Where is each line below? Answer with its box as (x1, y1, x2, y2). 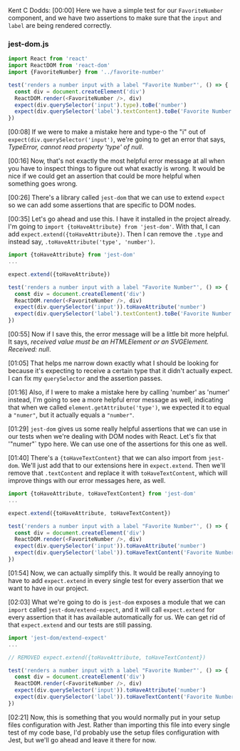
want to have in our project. (8, 584, 89, 592)
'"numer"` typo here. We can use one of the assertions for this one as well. (8, 439, 227, 449)
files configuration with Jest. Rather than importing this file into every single (8, 720, 231, 729)
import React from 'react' (8, 55, 88, 63)
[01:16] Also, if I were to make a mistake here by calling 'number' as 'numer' (8, 388, 230, 397)
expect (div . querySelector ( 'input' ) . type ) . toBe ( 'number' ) (14, 101, 187, 109)
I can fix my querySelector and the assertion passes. (8, 374, 163, 383)
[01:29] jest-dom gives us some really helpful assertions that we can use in (8, 424, 227, 433)
